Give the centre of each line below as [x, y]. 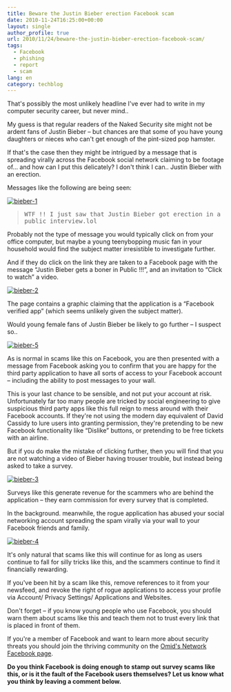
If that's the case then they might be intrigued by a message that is [102, 152]
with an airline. [28, 438]
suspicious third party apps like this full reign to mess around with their [108, 408]
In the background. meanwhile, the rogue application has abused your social [116, 513]
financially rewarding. [38, 569]
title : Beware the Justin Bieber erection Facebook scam [91, 13]
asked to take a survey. [40, 466]
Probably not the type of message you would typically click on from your [110, 235]
